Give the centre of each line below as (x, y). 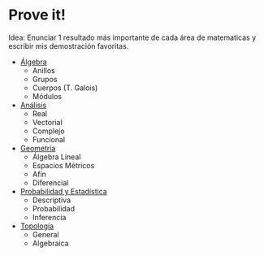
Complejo (48, 131)
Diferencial (50, 182)
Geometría (38, 148)
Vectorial (47, 122)
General (45, 234)
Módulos (47, 96)
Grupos (45, 79)
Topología (37, 226)
